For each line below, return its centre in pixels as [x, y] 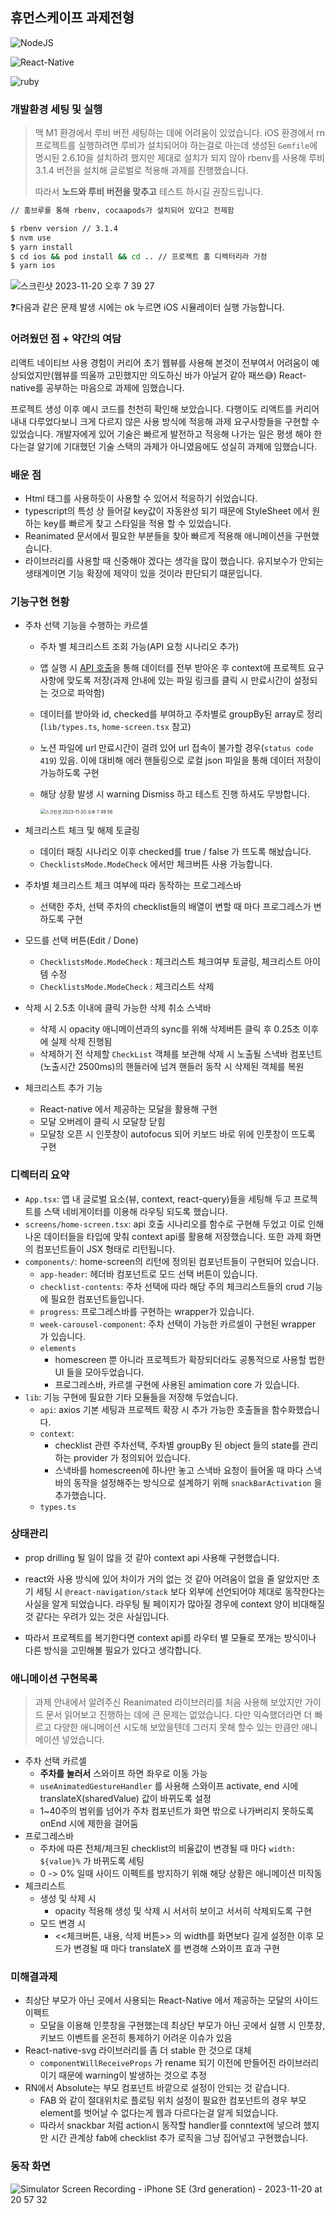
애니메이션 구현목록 [54, 1678]
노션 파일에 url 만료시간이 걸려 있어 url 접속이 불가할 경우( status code [176, 748]
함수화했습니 [295, 1409]
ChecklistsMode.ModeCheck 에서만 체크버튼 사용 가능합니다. [156, 864]
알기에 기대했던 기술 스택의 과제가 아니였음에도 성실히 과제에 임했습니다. [177, 446]
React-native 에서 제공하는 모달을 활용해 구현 [128, 1109]
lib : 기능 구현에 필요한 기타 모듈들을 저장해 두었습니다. [131, 1397]
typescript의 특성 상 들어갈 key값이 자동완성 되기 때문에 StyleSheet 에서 [167, 510]
